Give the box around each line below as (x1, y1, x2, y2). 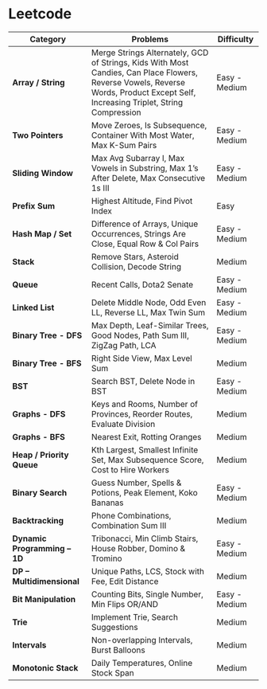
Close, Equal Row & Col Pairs (91, 238, 199, 249)
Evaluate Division (91, 418, 156, 429)
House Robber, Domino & (91, 542, 186, 554)
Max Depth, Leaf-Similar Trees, (91, 319, 209, 331)
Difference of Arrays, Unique (91, 218, 199, 229)
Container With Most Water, (91, 129, 195, 140)
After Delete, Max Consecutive (91, 172, 206, 183)
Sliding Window (12, 167, 74, 178)
